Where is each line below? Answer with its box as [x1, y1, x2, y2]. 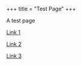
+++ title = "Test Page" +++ [6, 5, 77, 12]
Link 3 [6, 52, 22, 60]
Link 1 [6, 29, 21, 36]
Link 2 [6, 41, 22, 47]
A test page [6, 17, 35, 24]
